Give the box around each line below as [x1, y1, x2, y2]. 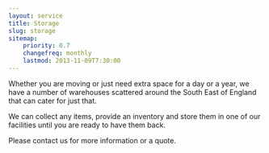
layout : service [8, 11, 63, 20]
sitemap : [8, 34, 38, 43]
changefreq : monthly [23, 49, 92, 57]
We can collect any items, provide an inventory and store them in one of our [8, 111, 261, 121]
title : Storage [8, 19, 60, 27]
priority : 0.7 [23, 42, 70, 50]
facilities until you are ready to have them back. [8, 120, 166, 130]
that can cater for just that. [8, 96, 97, 105]
